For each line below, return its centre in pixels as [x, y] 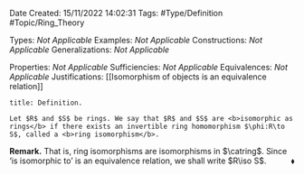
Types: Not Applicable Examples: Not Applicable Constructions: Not [136, 40]
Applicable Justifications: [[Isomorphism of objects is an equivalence [138, 77]
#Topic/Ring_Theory [47, 23]
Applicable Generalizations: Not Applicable [90, 50]
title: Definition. [46, 103]
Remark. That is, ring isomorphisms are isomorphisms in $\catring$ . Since [148, 151]
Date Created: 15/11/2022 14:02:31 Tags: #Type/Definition [116, 13]
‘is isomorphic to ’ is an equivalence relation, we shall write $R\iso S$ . [138, 161]
